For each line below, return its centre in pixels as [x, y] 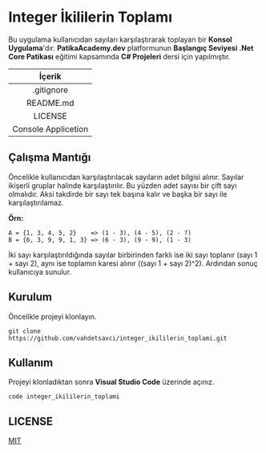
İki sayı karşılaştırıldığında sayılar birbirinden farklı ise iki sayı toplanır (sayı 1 [133, 255]
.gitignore [50, 90]
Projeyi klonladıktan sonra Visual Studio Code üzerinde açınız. [111, 382]
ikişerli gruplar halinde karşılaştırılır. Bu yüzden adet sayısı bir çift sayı [123, 186]
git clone [25, 331]
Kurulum [30, 297]
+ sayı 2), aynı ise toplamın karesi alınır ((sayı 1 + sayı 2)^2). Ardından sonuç [133, 263]
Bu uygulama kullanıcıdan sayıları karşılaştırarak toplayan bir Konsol [120, 39]
